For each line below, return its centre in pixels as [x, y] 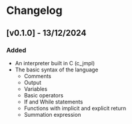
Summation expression [52, 114]
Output [33, 82]
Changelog [34, 11]
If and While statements [53, 102]
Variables [36, 89]
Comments [38, 76]
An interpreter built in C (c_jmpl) [55, 63]
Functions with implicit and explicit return [75, 108]
